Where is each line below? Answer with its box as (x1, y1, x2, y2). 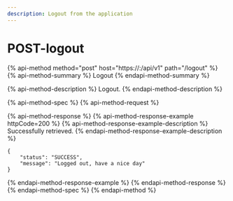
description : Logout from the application (7, 10, 133, 18)
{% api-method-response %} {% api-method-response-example (7, 111, 194, 120)
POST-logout (7, 40, 85, 56)
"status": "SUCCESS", (20, 153, 83, 161)
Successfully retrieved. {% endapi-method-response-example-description (7, 127, 223, 135)
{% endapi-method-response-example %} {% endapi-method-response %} (7, 178, 226, 186)
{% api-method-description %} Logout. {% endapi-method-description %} (7, 85, 223, 93)
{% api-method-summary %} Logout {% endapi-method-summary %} (7, 71, 210, 79)
